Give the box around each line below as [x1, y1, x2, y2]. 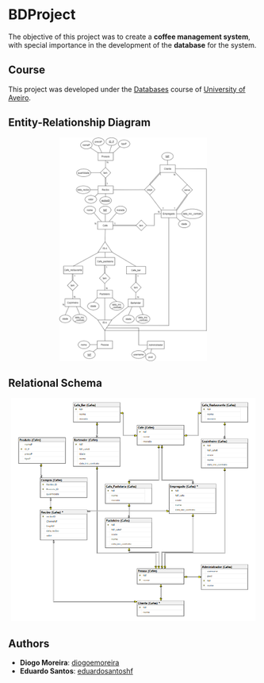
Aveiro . [8, 93, 32, 102]
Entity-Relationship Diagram [8, 116, 151, 129]
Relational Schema [8, 376, 103, 390]
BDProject [8, 6, 76, 24]
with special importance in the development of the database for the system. [8, 40, 257, 49]
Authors [8, 637, 50, 650]
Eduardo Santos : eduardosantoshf [19, 666, 133, 676]
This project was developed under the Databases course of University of [8, 84, 246, 94]
